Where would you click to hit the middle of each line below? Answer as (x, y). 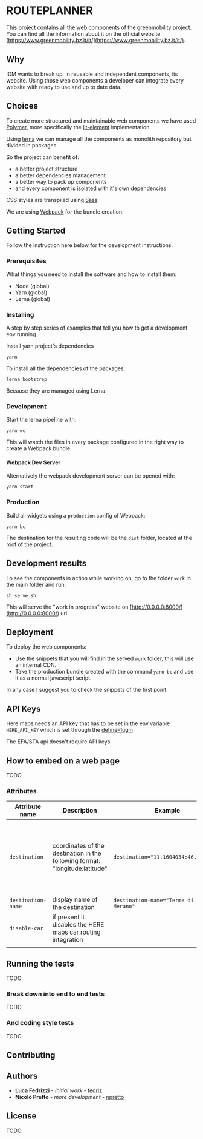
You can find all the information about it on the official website (83, 33)
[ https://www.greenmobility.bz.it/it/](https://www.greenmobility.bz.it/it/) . (96, 40)
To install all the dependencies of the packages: (66, 368)
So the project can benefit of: (43, 157)
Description (80, 811)
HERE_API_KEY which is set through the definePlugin (69, 730)
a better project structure (46, 169)
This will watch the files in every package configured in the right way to (95, 442)
